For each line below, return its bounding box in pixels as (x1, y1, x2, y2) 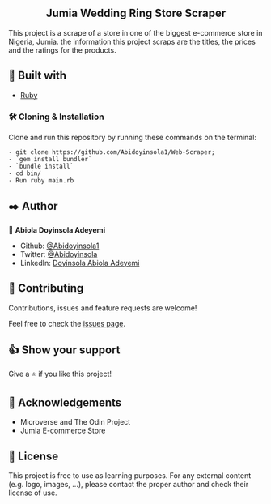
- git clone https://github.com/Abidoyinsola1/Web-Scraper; (8, 147, 216, 156)
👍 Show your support (8, 343, 121, 357)
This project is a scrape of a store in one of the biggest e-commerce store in (8, 28, 263, 37)
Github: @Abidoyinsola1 (19, 241, 100, 250)
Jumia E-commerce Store (19, 425, 106, 436)
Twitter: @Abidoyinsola (19, 249, 98, 258)
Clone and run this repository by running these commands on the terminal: (8, 132, 257, 142)
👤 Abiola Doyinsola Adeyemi (8, 224, 106, 234)
